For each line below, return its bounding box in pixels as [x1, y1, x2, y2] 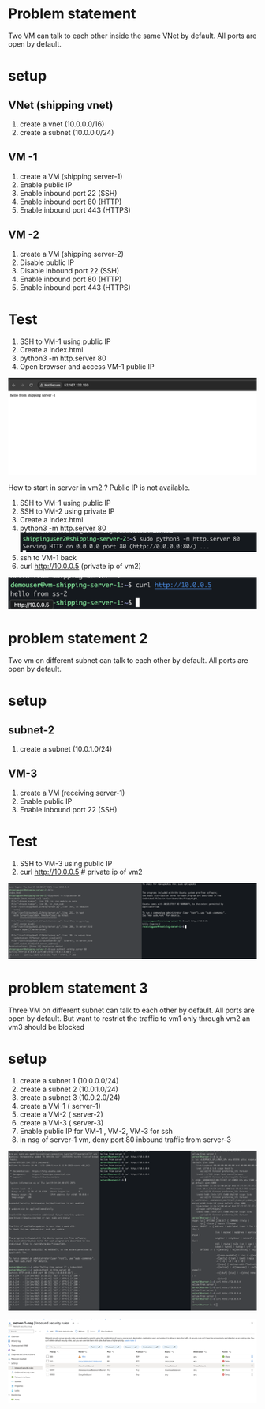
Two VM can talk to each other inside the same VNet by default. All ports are [8, 31, 257, 40]
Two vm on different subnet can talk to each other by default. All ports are [8, 656, 248, 665]
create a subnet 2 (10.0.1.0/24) [19, 1084, 118, 1094]
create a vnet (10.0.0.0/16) [19, 119, 105, 129]
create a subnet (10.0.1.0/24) [19, 744, 113, 754]
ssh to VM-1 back [19, 553, 77, 563]
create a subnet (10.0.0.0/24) [19, 127, 114, 137]
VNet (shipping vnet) [8, 98, 114, 111]
